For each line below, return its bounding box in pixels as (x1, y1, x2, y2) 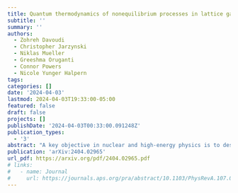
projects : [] (7, 115, 46, 122)
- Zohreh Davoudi (13, 37, 65, 44)
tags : (7, 76, 23, 83)
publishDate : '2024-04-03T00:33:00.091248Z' (7, 122, 141, 129)
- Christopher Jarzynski (13, 43, 87, 50)
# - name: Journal (7, 168, 69, 175)
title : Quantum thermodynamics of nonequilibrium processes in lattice (7, 10, 223, 18)
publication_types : (7, 129, 65, 136)
